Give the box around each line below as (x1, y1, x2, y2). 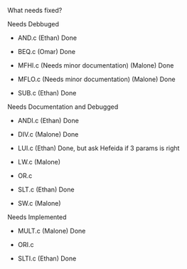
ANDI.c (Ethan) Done (17, 117, 80, 125)
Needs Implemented (7, 213, 67, 221)
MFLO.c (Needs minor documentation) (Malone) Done (17, 75, 176, 83)
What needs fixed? (7, 6, 63, 14)
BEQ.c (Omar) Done (17, 48, 76, 56)
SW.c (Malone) (17, 199, 62, 207)
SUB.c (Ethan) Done (17, 89, 77, 97)
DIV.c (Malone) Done (17, 130, 79, 138)
